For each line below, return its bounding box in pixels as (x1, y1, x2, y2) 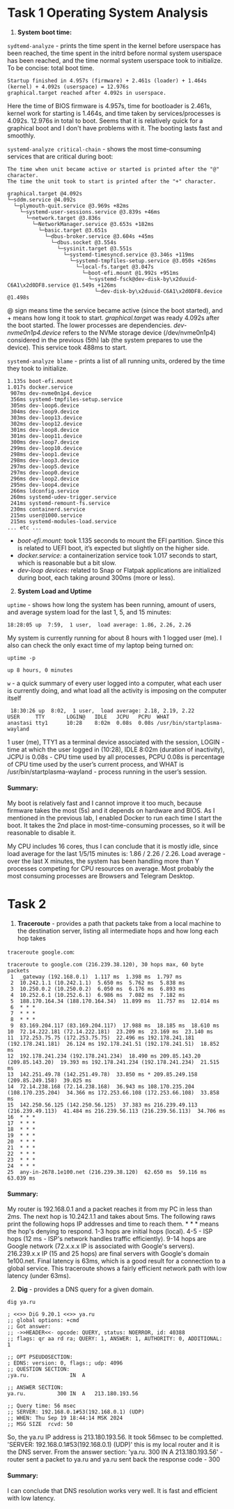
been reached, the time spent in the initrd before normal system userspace (7, 49, 222, 57)
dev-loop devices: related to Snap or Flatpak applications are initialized (17, 566, 221, 574)
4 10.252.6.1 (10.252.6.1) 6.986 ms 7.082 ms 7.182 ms (10, 992, 186, 999)
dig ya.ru (7, 1299, 36, 1306)
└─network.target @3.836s (25, 214, 101, 221)
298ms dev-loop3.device (10, 457, 79, 464)
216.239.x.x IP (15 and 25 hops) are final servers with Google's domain (7, 1249, 210, 1258)
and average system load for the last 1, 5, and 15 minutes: (7, 608, 172, 616)
